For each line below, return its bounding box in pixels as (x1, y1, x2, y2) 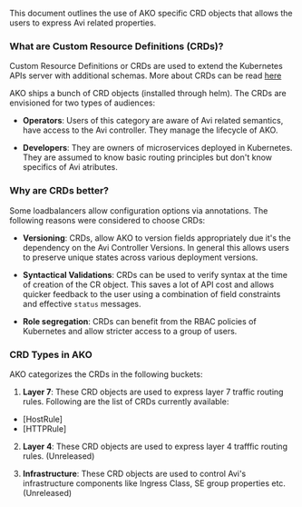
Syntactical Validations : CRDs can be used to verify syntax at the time (22, 269, 288, 280)
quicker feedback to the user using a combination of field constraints (22, 288, 281, 299)
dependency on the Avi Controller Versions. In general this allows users (22, 242, 290, 253)
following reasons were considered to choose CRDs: (9, 214, 206, 225)
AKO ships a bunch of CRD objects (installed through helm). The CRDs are (9, 88, 287, 99)
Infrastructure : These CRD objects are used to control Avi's (22, 468, 247, 479)
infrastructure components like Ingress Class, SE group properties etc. (22, 477, 286, 489)
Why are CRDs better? (9, 184, 109, 197)
